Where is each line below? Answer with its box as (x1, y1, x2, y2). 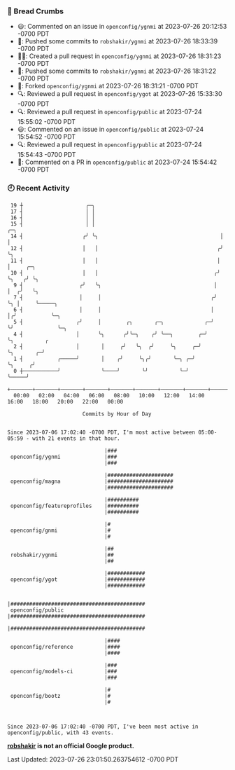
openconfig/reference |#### (10, 643, 120, 650)
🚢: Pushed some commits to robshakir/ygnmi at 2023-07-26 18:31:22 (17, 67, 217, 76)
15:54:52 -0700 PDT (17, 132, 76, 141)
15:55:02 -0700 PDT (17, 118, 76, 126)
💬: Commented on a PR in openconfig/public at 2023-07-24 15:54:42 (17, 158, 218, 167)
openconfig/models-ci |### (10, 668, 117, 675)
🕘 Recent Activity (7, 184, 70, 193)
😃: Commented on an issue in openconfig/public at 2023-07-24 (17, 125, 204, 134)
